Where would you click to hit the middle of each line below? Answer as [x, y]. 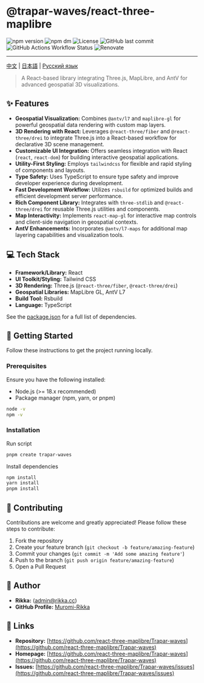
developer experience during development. [69, 183]
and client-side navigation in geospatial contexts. [76, 222]
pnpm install [23, 489]
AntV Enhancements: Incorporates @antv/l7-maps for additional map [101, 228]
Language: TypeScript [43, 305]
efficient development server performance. [69, 196]
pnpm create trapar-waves [39, 455]
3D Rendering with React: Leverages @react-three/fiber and [92, 131]
